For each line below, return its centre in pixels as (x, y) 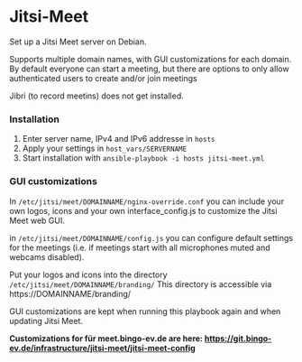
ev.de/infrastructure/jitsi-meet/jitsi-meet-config (102, 348)
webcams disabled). (47, 257)
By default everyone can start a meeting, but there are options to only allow (150, 69)
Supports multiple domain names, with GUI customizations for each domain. (151, 59)
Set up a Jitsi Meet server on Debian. (78, 42)
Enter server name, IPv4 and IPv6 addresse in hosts (119, 139)
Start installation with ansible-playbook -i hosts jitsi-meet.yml (143, 158)
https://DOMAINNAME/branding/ (70, 293)
